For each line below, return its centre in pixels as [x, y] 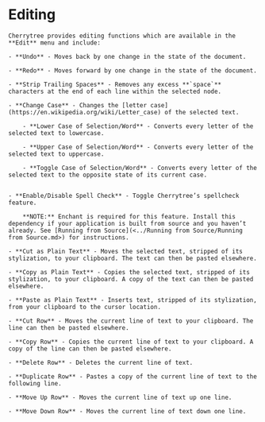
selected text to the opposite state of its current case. [108, 175]
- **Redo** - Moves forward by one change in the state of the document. [133, 70]
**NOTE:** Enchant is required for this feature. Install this [129, 216]
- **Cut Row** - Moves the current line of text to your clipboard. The [131, 321]
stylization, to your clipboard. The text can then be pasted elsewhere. [133, 258]
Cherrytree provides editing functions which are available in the [122, 36]
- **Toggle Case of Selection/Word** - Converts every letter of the [140, 168]
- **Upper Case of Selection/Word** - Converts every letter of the [138, 147]
